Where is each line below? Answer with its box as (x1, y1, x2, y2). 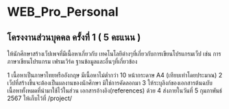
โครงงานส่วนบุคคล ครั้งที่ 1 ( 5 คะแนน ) (7, 32, 141, 43)
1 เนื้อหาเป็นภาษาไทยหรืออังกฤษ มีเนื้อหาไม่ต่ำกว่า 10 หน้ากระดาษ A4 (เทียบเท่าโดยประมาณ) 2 (7, 71, 223, 79)
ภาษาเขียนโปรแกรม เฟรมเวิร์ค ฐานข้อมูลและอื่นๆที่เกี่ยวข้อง (7, 58, 138, 65)
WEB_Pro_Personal (7, 4, 119, 20)
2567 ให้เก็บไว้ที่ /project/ (7, 94, 73, 102)
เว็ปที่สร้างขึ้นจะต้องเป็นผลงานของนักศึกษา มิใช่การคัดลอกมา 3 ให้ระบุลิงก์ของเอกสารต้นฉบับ (7, 79, 213, 86)
